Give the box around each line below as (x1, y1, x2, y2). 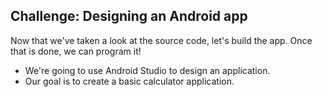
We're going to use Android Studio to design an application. (24, 64, 271, 76)
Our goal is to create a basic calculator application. (24, 75, 235, 87)
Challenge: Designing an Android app (10, 8, 248, 25)
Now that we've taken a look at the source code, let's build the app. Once (10, 34, 313, 46)
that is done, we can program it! (10, 45, 142, 57)
